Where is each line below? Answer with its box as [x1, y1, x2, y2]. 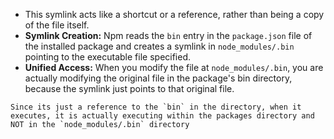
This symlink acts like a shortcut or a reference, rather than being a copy [24, 9, 325, 20]
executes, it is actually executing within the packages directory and [10, 111, 315, 121]
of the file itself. [24, 19, 90, 31]
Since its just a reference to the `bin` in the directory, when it [10, 102, 302, 112]
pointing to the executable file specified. [24, 51, 192, 63]
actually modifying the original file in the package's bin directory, [24, 72, 293, 84]
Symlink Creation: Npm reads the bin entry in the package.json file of [24, 30, 313, 41]
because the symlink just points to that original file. [24, 83, 235, 94]
